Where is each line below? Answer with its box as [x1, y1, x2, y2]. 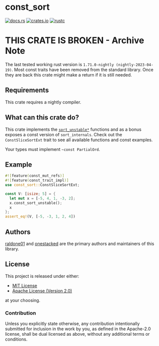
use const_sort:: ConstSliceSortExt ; [5, 183, 80, 188]
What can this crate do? [5, 113, 79, 122]
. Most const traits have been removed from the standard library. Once [11, 67, 154, 73]
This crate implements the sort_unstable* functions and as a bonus [5, 126, 142, 132]
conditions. [5, 336, 28, 342]
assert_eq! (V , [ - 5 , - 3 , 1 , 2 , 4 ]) [5, 214, 76, 219]
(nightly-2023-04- [115, 62, 154, 67]
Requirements [5, 86, 49, 95]
